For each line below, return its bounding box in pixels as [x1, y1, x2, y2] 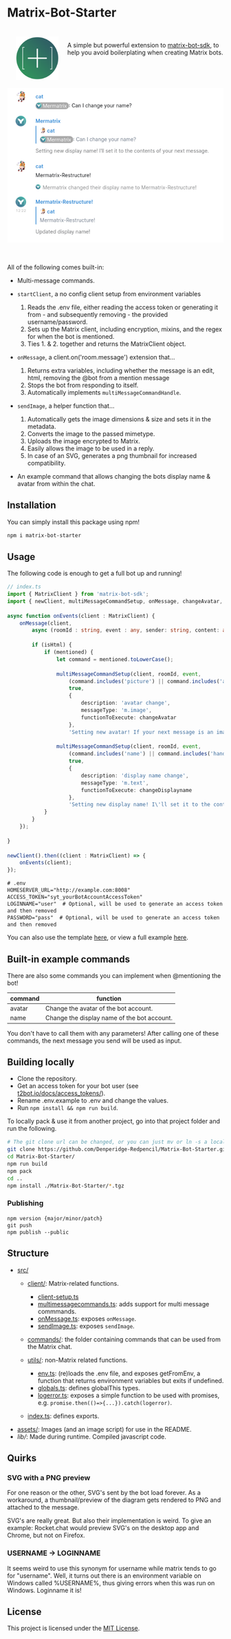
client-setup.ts [37, 1293, 79, 1301]
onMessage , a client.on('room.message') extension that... [16, 353, 175, 361]
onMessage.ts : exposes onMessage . [37, 1314, 136, 1323]
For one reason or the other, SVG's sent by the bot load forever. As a [7, 1489, 201, 1497]
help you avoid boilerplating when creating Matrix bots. [67, 48, 223, 56]
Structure [7, 1248, 49, 1260]
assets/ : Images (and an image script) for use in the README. [16, 1425, 192, 1433]
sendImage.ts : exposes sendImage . [37, 1322, 135, 1330]
